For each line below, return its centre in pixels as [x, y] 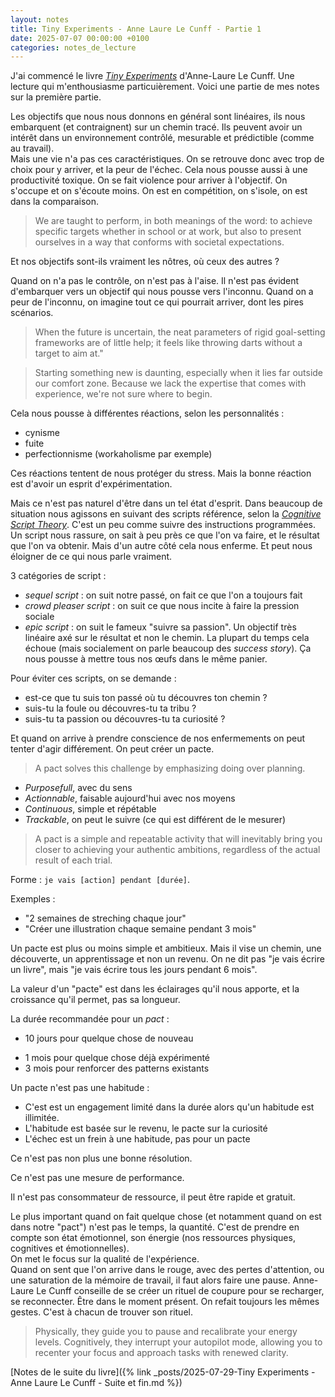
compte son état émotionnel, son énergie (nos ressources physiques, [153, 1238]
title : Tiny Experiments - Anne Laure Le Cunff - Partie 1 [136, 29]
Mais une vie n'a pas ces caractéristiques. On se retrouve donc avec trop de [167, 159]
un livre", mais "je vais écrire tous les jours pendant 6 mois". [134, 970]
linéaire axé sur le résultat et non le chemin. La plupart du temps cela [167, 638]
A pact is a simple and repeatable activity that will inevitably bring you [178, 839]
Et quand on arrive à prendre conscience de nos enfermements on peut [158, 738]
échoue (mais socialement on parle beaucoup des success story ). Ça [168, 648]
